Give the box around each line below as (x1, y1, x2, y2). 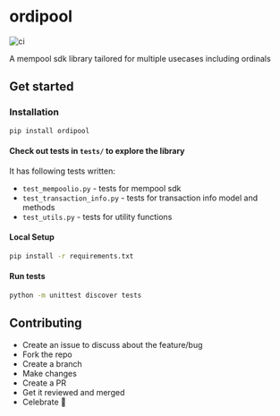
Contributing (9, 316, 82, 331)
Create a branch (21, 358, 82, 369)
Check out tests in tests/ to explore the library (9, 146, 185, 157)
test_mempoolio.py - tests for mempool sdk (21, 183, 182, 193)
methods (21, 201, 55, 212)
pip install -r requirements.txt (9, 251, 134, 260)
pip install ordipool (9, 126, 90, 135)
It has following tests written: (9, 166, 116, 176)
